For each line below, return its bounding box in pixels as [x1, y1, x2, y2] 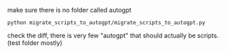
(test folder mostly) [7, 39, 63, 47]
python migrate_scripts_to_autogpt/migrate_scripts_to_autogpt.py [7, 19, 206, 26]
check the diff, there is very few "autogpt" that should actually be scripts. [7, 31, 219, 39]
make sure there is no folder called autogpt [7, 6, 132, 14]
